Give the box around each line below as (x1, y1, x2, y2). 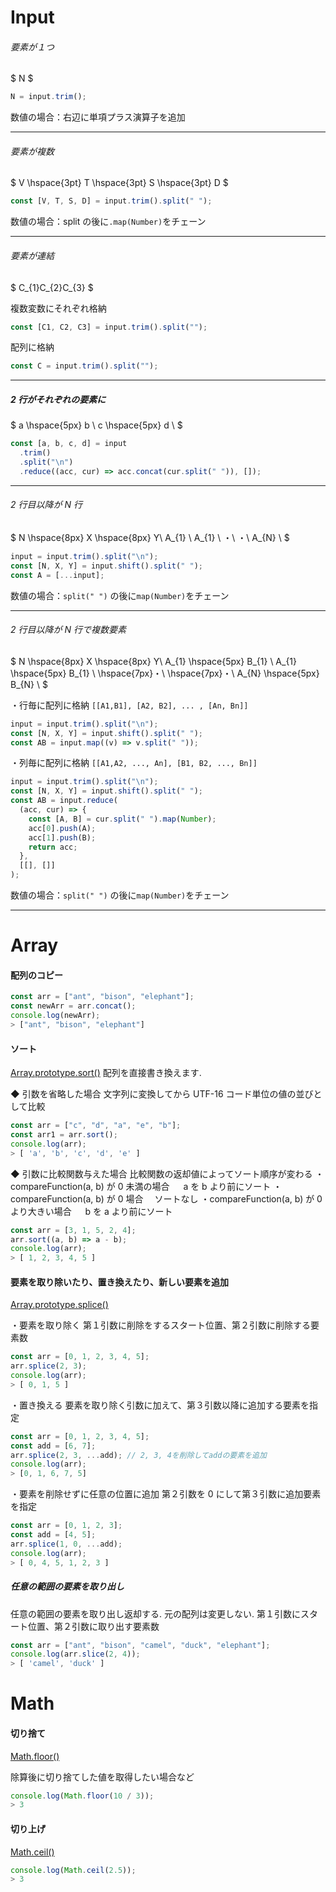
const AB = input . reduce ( (10, 796, 118, 806)
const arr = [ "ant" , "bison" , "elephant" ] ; (10, 992, 195, 1002)
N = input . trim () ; (10, 92, 87, 102)
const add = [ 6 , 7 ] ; (10, 1441, 97, 1451)
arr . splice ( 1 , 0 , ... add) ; (10, 1539, 123, 1549)
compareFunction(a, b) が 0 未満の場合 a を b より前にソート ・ (10, 1180, 283, 1192)
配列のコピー (10, 969, 63, 981)
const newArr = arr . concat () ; (10, 1001, 137, 1011)
